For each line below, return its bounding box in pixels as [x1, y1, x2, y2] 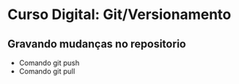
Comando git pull [18, 67, 75, 76]
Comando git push [18, 58, 80, 67]
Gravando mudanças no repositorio [7, 37, 187, 51]
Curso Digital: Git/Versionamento [7, 6, 232, 24]
